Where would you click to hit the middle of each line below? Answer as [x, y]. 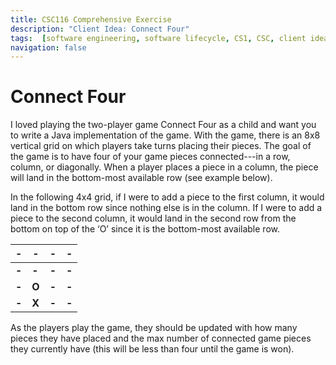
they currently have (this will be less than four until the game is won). [152, 349]
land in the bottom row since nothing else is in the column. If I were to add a [166, 208]
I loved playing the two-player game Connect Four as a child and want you [163, 125]
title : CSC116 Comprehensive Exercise [91, 19]
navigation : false [48, 47]
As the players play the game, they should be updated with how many [154, 328]
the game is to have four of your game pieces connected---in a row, [150, 157]
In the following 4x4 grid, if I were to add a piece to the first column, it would [167, 197]
